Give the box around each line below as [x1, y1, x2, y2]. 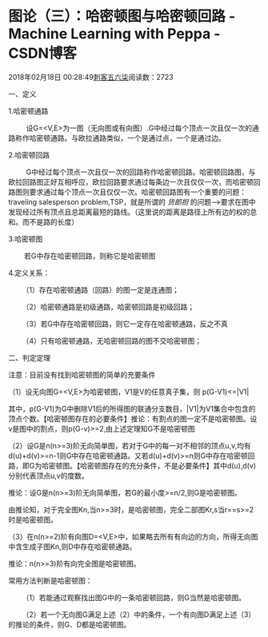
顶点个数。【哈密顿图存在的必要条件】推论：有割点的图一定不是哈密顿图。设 [8, 413, 258, 424]
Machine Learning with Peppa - [8, 25, 221, 43]
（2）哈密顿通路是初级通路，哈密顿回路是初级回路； [22, 301, 195, 312]
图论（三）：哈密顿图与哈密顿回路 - [8, 7, 236, 26]
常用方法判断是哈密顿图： [8, 575, 93, 585]
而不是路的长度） [22, 217, 78, 226]
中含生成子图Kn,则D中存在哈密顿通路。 [8, 541, 137, 551]
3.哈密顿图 [8, 233, 43, 244]
